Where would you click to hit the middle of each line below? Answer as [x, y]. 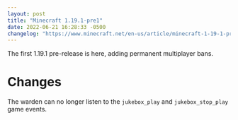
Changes [34, 82]
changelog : [23, 34]
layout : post [27, 14]
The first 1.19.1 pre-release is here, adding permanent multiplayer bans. [110, 54]
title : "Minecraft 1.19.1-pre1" [55, 20]
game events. [27, 109]
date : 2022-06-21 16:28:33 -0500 [57, 27]
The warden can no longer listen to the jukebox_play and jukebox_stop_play [118, 102]
